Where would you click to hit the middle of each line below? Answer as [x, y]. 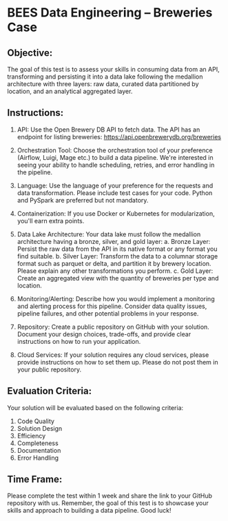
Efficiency [31, 436]
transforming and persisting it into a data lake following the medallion [105, 76]
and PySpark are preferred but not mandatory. [83, 200]
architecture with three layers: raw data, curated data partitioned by [103, 84]
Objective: [30, 53]
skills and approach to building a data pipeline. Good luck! [89, 511]
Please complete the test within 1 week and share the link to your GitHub [110, 496]
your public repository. [49, 369]
